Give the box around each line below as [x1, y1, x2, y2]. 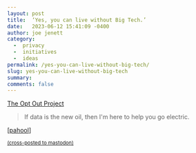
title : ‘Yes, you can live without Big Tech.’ [7, 17, 147, 23]
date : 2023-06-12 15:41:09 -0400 [7, 23, 110, 30]
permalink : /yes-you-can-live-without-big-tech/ [7, 61, 150, 68]
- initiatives [13, 49, 57, 56]
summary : [7, 74, 32, 81]
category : [7, 36, 36, 43]
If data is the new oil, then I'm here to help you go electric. [23, 113, 190, 121]
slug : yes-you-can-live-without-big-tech [7, 68, 128, 74]
